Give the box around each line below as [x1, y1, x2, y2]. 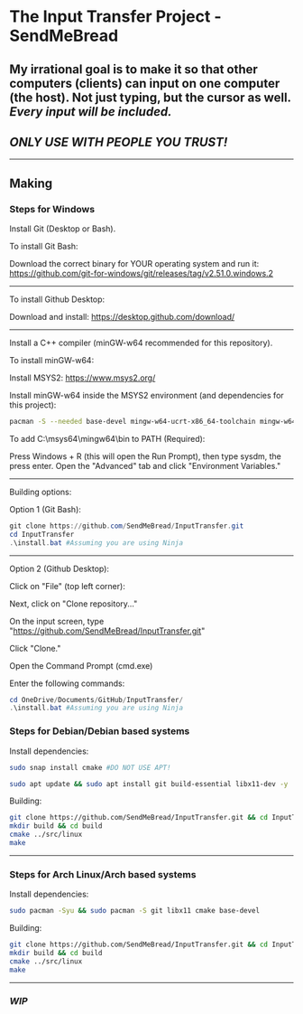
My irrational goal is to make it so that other [9, 61, 259, 77]
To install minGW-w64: [9, 355, 95, 366]
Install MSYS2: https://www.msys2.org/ [9, 372, 156, 383]
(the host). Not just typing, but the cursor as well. [9, 89, 291, 105]
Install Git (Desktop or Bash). [9, 223, 116, 234]
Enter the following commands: [9, 678, 125, 689]
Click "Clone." [9, 643, 61, 653]
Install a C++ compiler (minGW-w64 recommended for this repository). [9, 337, 273, 349]
